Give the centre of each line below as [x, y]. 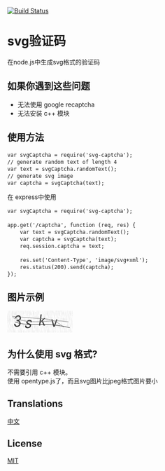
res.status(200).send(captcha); [67, 267]
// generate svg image [40, 176]
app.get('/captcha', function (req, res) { [72, 225]
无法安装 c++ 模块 [43, 113]
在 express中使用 [32, 197]
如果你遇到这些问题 [49, 87]
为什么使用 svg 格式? [52, 354]
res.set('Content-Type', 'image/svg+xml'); [84, 260]
